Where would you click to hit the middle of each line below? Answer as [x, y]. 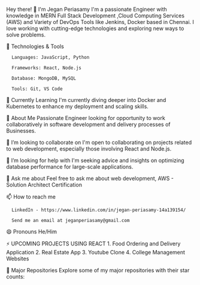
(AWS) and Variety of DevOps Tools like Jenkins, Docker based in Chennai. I [100, 22]
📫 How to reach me [31, 197]
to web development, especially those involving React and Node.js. [89, 149]
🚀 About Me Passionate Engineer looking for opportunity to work [86, 118]
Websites [18, 259]
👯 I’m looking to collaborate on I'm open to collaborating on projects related [99, 142]
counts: [16, 277]
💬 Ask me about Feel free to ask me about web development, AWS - [90, 178]
